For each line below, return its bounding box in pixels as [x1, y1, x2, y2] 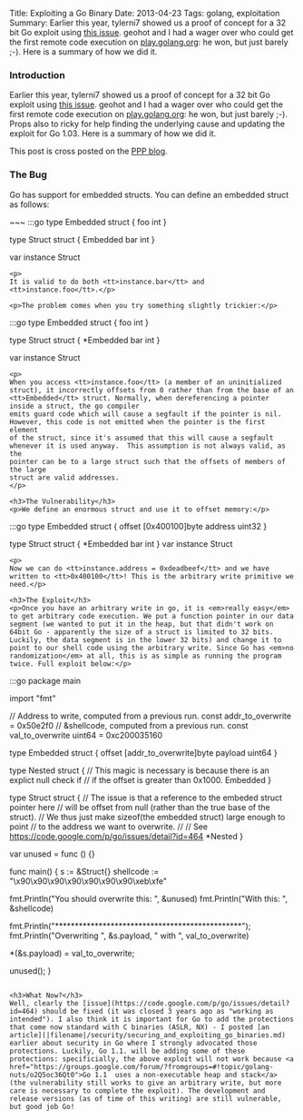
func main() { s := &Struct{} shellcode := [9, 866, 160, 877]
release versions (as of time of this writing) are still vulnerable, [9, 1094, 282, 1103]
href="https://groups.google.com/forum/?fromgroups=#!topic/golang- [9, 1062, 274, 1071]
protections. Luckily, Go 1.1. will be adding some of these [9, 1046, 246, 1056]
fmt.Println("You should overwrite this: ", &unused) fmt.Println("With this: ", [9, 893, 288, 904]
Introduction [9, 68, 65, 81]
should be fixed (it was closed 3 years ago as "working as [42, 1006, 274, 1016]
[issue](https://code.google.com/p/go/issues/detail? [82, 998, 290, 1007]
